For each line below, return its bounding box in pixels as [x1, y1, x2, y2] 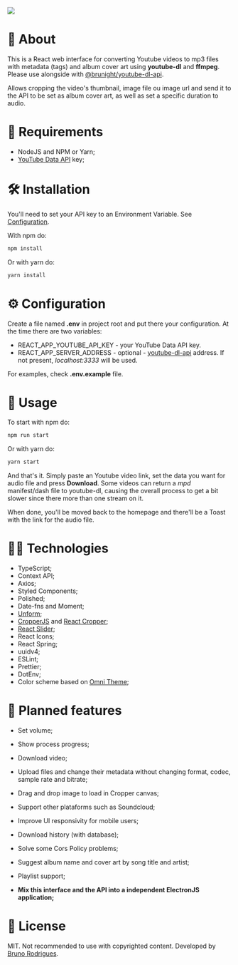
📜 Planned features [7, 703, 122, 719]
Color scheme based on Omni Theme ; [17, 678, 129, 686]
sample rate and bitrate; [17, 775, 88, 784]
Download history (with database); [17, 830, 119, 839]
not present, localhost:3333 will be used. [17, 356, 138, 364]
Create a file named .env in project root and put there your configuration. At [7, 319, 229, 328]
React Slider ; [17, 624, 55, 634]
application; [17, 893, 55, 902]
